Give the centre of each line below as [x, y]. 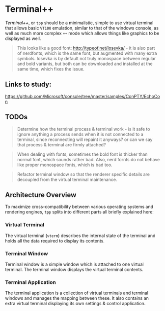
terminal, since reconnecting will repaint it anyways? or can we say [85, 139]
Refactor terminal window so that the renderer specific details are [83, 174]
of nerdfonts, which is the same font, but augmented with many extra [87, 53]
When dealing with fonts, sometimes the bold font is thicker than [82, 154]
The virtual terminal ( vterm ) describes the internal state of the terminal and [80, 236]
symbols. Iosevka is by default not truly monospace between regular [86, 58]
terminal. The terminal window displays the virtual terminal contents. [74, 269]
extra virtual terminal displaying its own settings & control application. [75, 304]
